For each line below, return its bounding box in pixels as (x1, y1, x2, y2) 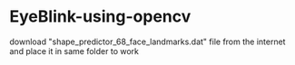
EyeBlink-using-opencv (9, 6, 192, 27)
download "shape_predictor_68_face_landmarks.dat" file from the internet (9, 36, 286, 47)
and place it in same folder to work (9, 45, 139, 56)
